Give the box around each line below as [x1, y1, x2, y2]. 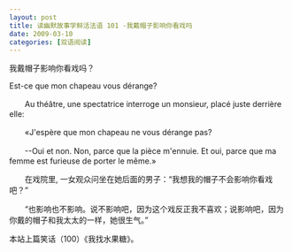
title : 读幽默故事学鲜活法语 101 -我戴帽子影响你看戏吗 [9, 21, 193, 30]
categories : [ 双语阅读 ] [9, 37, 91, 47]
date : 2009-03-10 [9, 29, 73, 38]
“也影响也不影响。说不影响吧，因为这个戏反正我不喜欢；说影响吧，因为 [24, 204, 285, 215]
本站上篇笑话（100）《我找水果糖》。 [9, 233, 139, 244]
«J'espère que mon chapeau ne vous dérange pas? [24, 127, 212, 138]
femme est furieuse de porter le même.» [9, 156, 157, 166]
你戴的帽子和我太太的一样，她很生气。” [9, 215, 149, 225]
